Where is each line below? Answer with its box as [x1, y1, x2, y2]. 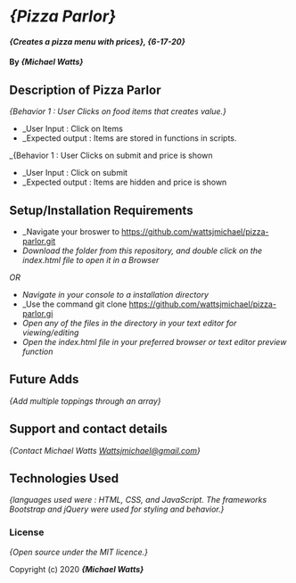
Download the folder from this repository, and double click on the [21, 245, 263, 256]
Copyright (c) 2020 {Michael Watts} [9, 563, 144, 574]
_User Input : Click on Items [21, 123, 123, 135]
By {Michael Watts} [9, 56, 84, 68]
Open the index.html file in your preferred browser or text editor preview [21, 337, 287, 347]
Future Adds [9, 372, 79, 387]
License [9, 526, 45, 538]
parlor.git [21, 236, 56, 246]
